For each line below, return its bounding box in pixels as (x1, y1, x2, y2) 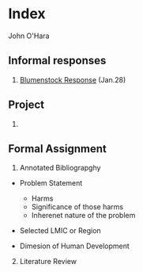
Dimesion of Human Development (19, 241, 130, 251)
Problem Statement (19, 178, 83, 188)
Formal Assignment (8, 142, 107, 155)
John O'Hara (8, 31, 50, 40)
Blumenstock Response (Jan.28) (19, 75, 126, 84)
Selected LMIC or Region (19, 226, 101, 236)
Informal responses (8, 54, 107, 67)
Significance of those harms (31, 202, 124, 212)
